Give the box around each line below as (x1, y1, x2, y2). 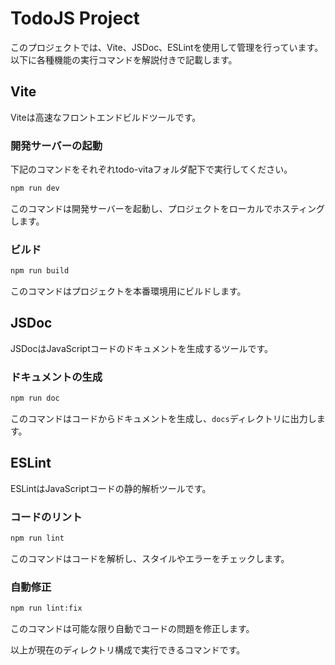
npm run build (10, 266, 70, 276)
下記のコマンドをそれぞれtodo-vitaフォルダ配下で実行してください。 (10, 163, 293, 176)
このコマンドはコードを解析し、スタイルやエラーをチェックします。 (10, 553, 290, 565)
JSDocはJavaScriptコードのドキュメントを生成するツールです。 (10, 342, 274, 354)
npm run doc (10, 393, 60, 404)
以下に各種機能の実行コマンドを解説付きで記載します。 (10, 53, 238, 66)
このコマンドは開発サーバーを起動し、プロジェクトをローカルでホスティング (10, 202, 326, 214)
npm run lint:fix (10, 603, 83, 614)
